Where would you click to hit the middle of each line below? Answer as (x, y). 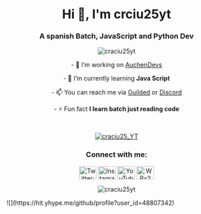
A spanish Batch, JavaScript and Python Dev (117, 36)
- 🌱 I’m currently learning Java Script (117, 78)
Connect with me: (117, 155)
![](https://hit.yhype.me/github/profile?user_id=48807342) (91, 203)
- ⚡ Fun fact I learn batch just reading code (117, 109)
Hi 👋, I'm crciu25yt (117, 14)
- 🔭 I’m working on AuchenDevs (117, 65)
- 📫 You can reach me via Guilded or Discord (117, 92)
